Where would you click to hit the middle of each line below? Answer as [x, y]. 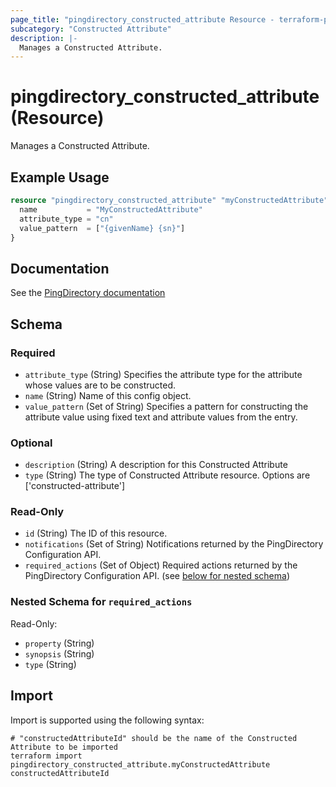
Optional [31, 443]
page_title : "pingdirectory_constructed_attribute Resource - [142, 19]
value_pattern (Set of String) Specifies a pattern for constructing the [166, 406]
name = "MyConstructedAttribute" [111, 209]
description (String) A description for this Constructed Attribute [156, 465]
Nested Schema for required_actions [101, 602]
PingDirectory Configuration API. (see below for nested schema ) [157, 576]
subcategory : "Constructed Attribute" [91, 29]
